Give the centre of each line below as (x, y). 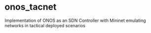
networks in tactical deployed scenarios (45, 25)
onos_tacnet (31, 7)
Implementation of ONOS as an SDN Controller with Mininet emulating (75, 20)
